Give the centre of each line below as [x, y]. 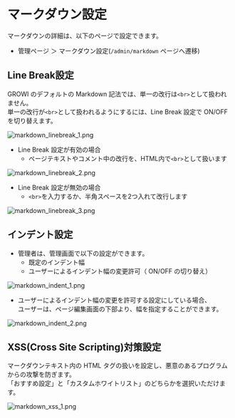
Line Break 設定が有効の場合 [59, 150]
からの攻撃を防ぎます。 [42, 375]
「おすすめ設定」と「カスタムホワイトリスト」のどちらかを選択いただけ [113, 383]
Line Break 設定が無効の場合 [59, 187]
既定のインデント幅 [57, 262]
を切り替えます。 [32, 120]
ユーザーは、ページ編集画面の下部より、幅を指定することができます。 [120, 309]
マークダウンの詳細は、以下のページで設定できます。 [85, 36]
